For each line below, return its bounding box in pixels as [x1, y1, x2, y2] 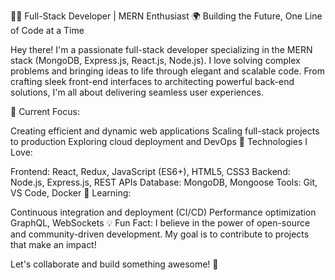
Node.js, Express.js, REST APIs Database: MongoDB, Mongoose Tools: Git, [10, 176, 318, 188]
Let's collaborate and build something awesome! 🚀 [10, 258, 219, 270]
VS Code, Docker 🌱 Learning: [10, 187, 132, 199]
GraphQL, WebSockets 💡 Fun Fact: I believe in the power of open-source [10, 217, 311, 229]
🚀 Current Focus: [10, 106, 80, 117]
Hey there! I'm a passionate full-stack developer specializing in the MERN [10, 44, 313, 55]
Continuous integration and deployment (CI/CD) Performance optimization [10, 206, 317, 218]
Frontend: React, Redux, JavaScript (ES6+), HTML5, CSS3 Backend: [10, 166, 291, 177]
